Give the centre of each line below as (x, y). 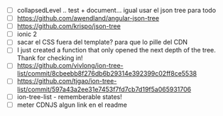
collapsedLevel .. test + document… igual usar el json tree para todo (116, 10)
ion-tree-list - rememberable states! (69, 97)
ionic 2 (27, 34)
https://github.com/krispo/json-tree (69, 26)
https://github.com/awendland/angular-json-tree (88, 18)
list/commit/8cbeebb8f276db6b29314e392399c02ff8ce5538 (107, 74)
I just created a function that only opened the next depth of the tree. (116, 50)
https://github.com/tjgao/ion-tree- (67, 81)
